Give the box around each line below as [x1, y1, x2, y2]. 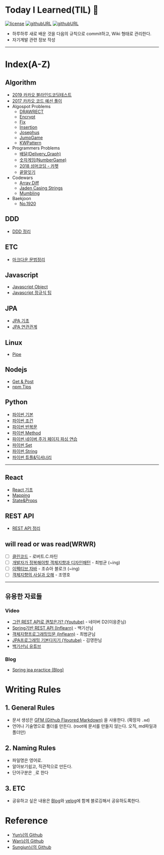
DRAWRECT [19, 109, 44, 114]
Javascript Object [12, 284, 48, 290]
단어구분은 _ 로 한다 [12, 770, 49, 776]
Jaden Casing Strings [19, 185, 63, 191]
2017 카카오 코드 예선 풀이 [12, 98, 62, 104]
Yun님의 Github [12, 832, 43, 838]
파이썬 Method [12, 430, 41, 436]
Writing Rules [5, 684, 61, 695]
